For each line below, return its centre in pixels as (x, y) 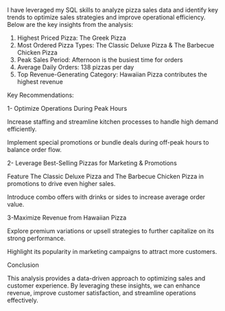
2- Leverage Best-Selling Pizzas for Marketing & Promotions (92, 163)
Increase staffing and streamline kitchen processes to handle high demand (113, 122)
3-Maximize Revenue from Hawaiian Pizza (67, 217)
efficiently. (22, 129)
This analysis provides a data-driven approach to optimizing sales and (106, 278)
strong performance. (36, 238)
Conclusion (23, 265)
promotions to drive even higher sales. (61, 184)
